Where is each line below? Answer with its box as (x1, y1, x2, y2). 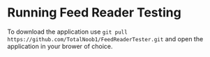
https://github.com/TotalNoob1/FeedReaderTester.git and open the (7, 34, 204, 43)
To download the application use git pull (7, 27, 128, 36)
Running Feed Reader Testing (7, 5, 181, 21)
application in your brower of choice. (7, 42, 113, 50)
